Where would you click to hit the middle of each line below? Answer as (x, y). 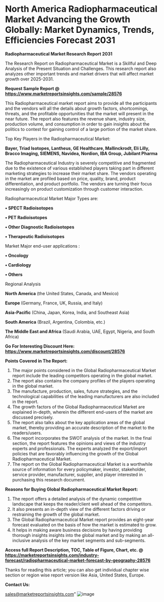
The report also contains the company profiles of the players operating (83, 380)
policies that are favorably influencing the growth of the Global (75, 453)
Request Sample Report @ (32, 88)
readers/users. (27, 433)
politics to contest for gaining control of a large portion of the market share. (81, 129)
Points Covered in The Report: (36, 361)
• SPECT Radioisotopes (29, 208)
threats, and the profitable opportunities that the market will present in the (80, 113)
